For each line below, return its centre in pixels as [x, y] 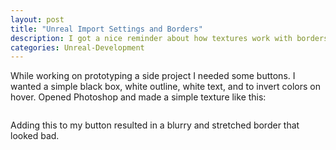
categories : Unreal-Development [77, 47]
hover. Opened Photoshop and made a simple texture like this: [138, 97]
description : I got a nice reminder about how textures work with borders [169, 38]
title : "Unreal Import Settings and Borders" [106, 29]
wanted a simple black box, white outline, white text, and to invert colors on [165, 87]
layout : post [37, 19]
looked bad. [35, 136]
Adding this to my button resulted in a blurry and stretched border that [155, 125]
